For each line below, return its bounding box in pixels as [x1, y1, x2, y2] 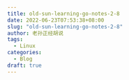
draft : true [7, 62, 42, 69]
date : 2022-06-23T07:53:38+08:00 [7, 17, 105, 24]
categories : [7, 49, 42, 56]
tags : [7, 36, 23, 43]
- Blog [13, 56, 33, 63]
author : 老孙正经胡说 [7, 29, 64, 37]
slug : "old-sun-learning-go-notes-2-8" [7, 23, 123, 30]
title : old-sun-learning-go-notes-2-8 [7, 10, 120, 17]
